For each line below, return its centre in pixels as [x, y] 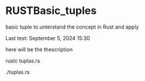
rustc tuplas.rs [23, 61]
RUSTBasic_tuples [51, 11]
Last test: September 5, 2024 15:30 [48, 38]
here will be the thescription [39, 49]
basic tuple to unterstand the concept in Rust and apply [72, 27]
